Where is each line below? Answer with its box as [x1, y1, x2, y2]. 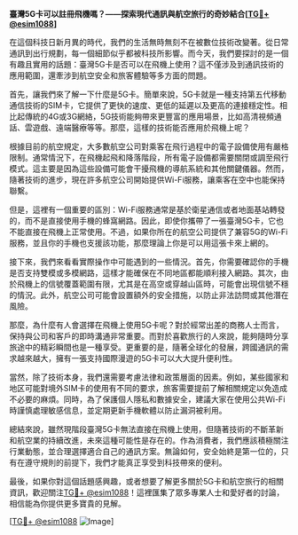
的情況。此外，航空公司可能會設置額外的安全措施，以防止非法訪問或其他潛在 [9, 290, 289, 300]
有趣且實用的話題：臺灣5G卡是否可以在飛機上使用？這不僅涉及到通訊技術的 [9, 59, 284, 69]
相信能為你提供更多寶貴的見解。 [9, 499, 126, 508]
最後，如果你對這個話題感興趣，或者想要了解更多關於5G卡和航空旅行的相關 [9, 476, 284, 486]
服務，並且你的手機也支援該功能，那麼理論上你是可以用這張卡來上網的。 [9, 238, 273, 248]
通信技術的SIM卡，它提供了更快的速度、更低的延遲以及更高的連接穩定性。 [9, 100, 280, 110]
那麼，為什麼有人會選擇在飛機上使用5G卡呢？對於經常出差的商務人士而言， [9, 319, 284, 330]
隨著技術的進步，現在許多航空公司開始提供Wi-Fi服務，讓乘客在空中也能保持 [9, 175, 286, 185]
